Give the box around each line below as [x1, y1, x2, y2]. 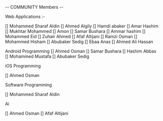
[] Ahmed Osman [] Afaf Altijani [5, 110, 69, 116]
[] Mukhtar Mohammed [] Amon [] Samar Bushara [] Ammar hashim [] [5, 28, 146, 34]
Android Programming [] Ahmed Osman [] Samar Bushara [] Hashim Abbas [5, 48, 157, 54]
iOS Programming [5, 63, 41, 69]
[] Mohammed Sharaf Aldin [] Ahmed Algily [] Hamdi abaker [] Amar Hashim [5, 23, 159, 29]
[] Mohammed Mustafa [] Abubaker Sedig [5, 53, 89, 59]
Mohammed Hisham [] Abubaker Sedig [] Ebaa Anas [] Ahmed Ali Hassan [5, 39, 154, 45]
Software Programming [5, 82, 53, 88]
